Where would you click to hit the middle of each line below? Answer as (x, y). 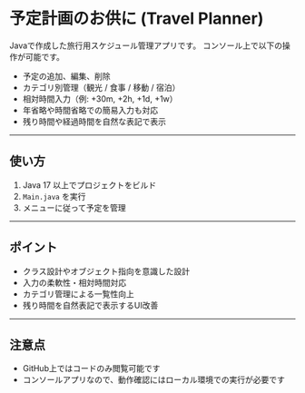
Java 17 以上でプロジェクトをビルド (89, 185)
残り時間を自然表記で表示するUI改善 (90, 305)
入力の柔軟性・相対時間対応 (74, 282)
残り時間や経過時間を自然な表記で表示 (94, 121)
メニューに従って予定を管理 (74, 207)
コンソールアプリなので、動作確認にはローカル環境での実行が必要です (154, 380)
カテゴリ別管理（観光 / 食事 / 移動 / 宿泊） (101, 87)
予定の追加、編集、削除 (66, 76)
